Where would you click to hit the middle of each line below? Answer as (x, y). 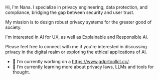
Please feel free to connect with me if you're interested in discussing (76, 46)
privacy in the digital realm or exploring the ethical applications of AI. (76, 52)
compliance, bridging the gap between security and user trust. (70, 12)
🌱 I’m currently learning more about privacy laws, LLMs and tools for (83, 67)
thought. (21, 72)
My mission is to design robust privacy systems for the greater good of (78, 22)
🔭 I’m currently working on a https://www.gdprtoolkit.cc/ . (71, 61)
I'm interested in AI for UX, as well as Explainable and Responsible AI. (77, 37)
